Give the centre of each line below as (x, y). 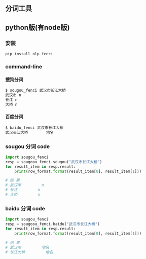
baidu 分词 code (25, 208)
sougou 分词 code (28, 146)
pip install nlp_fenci (29, 54)
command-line (24, 67)
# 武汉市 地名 (27, 247)
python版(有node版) (38, 27)
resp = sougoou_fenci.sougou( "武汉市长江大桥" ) (54, 162)
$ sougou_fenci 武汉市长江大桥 (35, 90)
